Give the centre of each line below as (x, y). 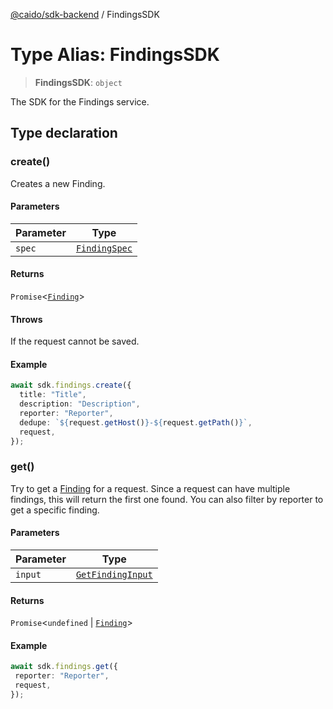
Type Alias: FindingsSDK (115, 55)
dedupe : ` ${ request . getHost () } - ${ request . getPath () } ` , (136, 422)
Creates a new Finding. (58, 183)
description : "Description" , (80, 404)
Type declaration (64, 133)
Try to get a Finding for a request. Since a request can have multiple (150, 488)
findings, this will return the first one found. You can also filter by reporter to (167, 499)
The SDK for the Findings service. (80, 101)
